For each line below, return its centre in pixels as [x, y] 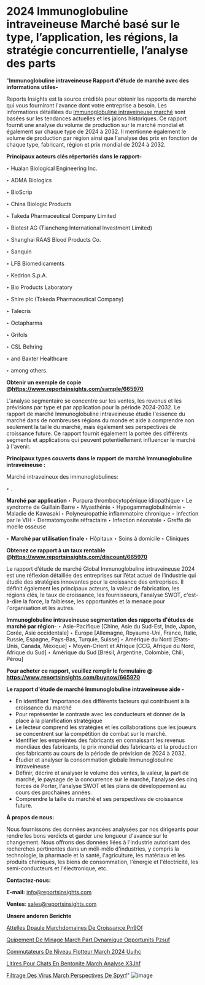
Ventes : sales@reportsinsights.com [52, 904]
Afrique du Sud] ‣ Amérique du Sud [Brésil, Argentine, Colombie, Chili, [95, 652]
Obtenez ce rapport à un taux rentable [56, 550]
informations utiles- [32, 87]
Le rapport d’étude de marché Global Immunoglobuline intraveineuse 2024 [101, 568]
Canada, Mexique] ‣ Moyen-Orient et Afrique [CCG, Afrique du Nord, [108, 646]
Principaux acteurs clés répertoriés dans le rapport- [74, 156]
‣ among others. [27, 370]
